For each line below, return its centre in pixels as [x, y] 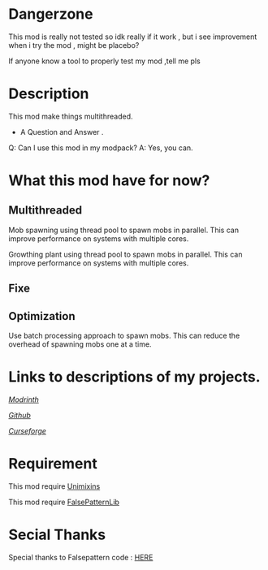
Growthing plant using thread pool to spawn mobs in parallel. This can [125, 254]
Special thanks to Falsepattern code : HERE [81, 557]
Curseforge [28, 431]
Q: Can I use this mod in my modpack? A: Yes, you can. [101, 148]
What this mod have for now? [109, 181]
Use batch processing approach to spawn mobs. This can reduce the [124, 336]
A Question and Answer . [62, 132]
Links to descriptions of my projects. [135, 377]
